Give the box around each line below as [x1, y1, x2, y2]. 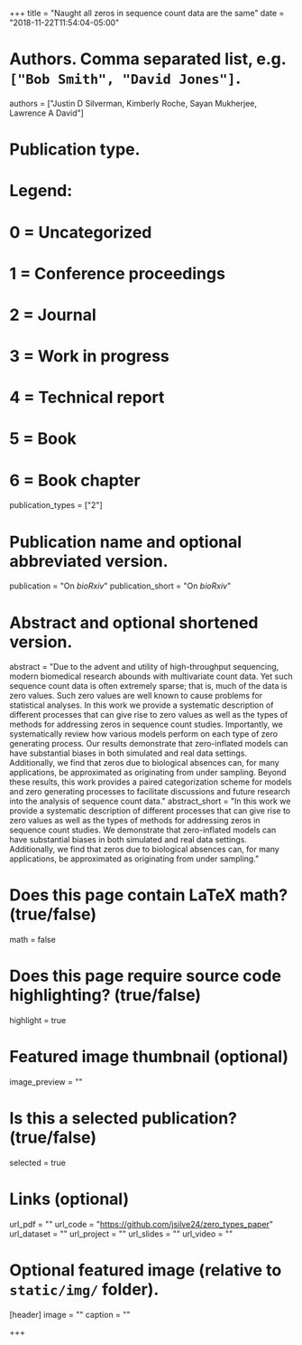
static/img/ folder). [9, 1279, 160, 1300]
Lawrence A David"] [9, 108, 84, 118]
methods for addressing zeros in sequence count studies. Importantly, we [9, 719, 284, 730]
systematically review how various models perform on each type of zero [9, 729, 278, 739]
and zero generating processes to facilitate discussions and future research [9, 786, 290, 797]
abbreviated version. [9, 550, 169, 571]
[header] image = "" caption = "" [9, 1309, 131, 1320]
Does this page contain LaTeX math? [9, 885, 288, 906]
